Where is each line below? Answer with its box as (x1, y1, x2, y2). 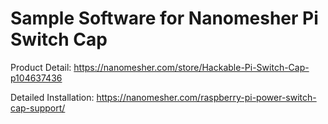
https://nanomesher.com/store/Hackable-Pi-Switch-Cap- (73, 61, 310, 73)
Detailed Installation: (10, 91, 95, 103)
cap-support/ (10, 102, 66, 114)
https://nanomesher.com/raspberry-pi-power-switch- (96, 91, 317, 103)
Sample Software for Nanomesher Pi (10, 7, 319, 30)
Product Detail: (10, 61, 72, 73)
